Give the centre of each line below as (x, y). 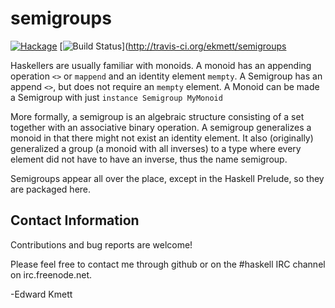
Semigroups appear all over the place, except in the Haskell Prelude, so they (167, 178)
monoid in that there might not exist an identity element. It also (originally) (162, 138)
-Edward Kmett (41, 294)
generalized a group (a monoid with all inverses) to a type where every (156, 148)
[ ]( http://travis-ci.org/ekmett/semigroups (173, 46)
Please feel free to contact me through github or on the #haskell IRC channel (168, 264)
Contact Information (75, 220)
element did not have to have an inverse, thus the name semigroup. (149, 159)
